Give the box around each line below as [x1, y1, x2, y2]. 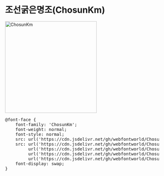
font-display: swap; [15, 161, 64, 166]
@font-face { [5, 117, 37, 122]
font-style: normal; [15, 132, 64, 137]
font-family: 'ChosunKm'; [15, 122, 78, 127]
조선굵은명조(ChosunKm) [5, 4, 105, 16]
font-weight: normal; [15, 127, 67, 132]
